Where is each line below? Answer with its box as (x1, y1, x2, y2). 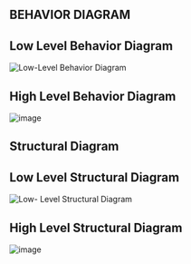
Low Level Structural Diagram (9, 170, 179, 185)
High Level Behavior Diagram (9, 88, 177, 103)
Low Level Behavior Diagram (9, 38, 174, 54)
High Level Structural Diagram (9, 220, 183, 235)
